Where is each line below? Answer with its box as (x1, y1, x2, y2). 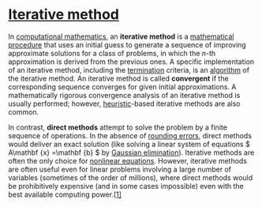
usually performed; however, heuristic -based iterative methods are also (8, 99, 241, 108)
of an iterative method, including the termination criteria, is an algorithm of (8, 65, 250, 74)
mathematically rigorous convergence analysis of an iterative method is (8, 90, 241, 100)
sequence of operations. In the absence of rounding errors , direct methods (8, 130, 253, 140)
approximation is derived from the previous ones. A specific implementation (8, 57, 255, 66)
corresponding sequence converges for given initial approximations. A (8, 81, 237, 92)
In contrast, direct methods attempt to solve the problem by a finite (8, 122, 227, 132)
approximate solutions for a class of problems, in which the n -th (8, 48, 216, 58)
